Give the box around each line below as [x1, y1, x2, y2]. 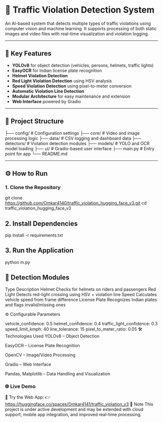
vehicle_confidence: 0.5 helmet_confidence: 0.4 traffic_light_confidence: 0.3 [5, 320, 158, 326]
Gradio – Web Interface [5, 361, 51, 367]
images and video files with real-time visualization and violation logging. [5, 31, 149, 36]
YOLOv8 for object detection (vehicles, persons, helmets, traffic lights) [12, 62, 154, 68]
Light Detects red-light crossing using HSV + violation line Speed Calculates [5, 291, 157, 297]
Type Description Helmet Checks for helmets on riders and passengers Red [5, 286, 156, 292]
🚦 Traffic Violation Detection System [5, 4, 155, 16]
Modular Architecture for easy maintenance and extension [12, 93, 130, 99]
